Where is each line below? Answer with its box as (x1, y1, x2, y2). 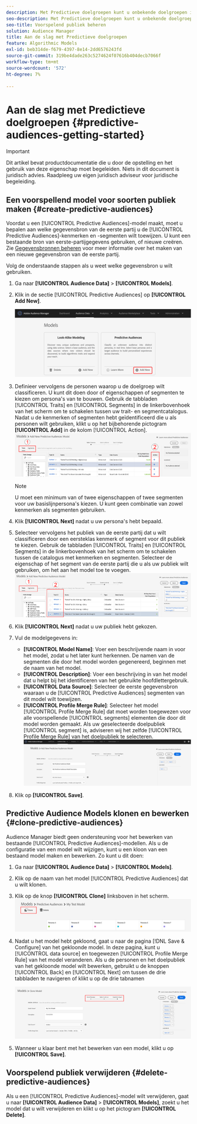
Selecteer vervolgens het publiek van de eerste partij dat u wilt (14, 529, 167, 536)
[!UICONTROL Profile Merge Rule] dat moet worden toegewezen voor (23, 708, 191, 715)
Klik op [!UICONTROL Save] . (14, 791, 84, 798)
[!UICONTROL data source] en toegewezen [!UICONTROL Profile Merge (14, 950, 188, 957)
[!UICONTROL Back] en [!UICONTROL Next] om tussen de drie (14, 969, 166, 976)
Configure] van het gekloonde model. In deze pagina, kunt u (14, 943, 160, 950)
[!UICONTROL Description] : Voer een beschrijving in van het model (23, 671, 188, 678)
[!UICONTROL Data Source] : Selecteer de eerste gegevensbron (23, 683, 178, 690)
